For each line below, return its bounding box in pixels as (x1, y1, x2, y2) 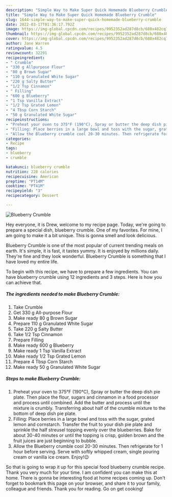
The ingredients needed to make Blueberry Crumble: (6, 291, 120, 297)
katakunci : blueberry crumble (6, 164, 70, 170)
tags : (6, 146, 17, 151)
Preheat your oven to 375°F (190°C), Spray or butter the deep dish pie (13, 388, 160, 395)
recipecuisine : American (6, 174, 59, 179)
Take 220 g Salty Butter (13, 326, 63, 332)
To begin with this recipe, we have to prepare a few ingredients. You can (6, 268, 158, 275)
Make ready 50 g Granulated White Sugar (13, 364, 101, 370)
